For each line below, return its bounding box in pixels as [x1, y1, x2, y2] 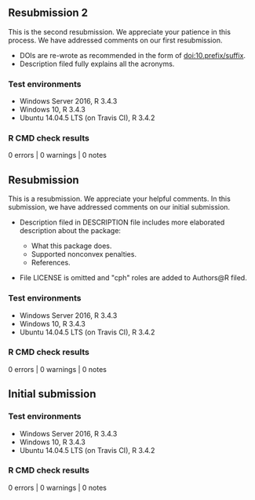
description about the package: [19, 226, 122, 235]
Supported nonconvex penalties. [31, 250, 137, 259]
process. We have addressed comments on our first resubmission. [8, 35, 223, 45]
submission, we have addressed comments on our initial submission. [8, 203, 230, 212]
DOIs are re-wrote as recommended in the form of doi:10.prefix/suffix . [19, 50, 246, 60]
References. [31, 258, 71, 268]
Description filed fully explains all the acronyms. [19, 59, 175, 68]
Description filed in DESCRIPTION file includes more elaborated [19, 217, 225, 227]
